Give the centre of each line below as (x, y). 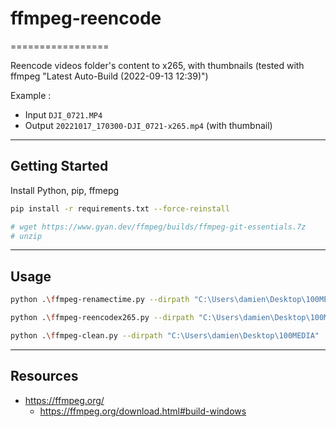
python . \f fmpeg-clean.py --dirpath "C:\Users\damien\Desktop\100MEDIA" (165, 335)
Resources (44, 376)
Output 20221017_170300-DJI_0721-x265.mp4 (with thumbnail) (148, 125)
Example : (31, 95)
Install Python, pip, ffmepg (65, 190)
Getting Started (59, 166)
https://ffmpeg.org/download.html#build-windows (143, 411)
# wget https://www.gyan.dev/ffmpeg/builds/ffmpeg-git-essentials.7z (158, 227)
